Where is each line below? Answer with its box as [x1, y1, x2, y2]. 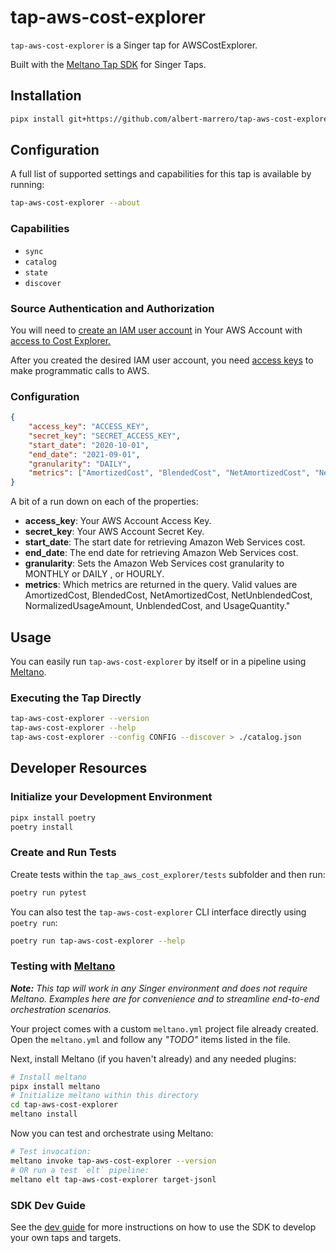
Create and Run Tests [10, 846, 117, 860]
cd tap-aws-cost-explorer [10, 1100, 118, 1110]
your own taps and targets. [10, 1231, 122, 1243]
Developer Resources [10, 760, 148, 777]
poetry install [10, 822, 74, 832]
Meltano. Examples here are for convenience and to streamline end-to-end [10, 992, 320, 1005]
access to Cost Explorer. [10, 334, 112, 346]
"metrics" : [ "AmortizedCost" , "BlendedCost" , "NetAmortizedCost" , [28, 468, 311, 478]
